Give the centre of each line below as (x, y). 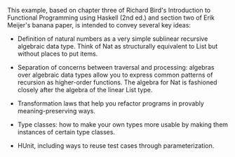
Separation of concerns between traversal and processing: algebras (116, 67)
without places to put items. (58, 54)
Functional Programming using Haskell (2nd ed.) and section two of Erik (111, 18)
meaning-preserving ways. (56, 111)
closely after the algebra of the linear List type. (85, 90)
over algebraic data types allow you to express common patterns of (115, 75)
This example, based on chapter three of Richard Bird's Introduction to (109, 10)
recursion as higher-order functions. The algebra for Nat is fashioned (117, 82)
